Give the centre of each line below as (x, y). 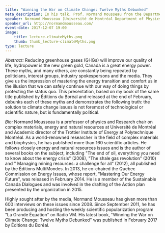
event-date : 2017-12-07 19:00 (36, 28)
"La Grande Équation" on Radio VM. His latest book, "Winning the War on (79, 214)
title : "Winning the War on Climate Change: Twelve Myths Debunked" (77, 10)
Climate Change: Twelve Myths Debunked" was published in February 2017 (81, 220)
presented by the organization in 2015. (44, 189)
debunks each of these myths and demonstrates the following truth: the (78, 102)
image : (12, 32)
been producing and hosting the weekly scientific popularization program (79, 209)
